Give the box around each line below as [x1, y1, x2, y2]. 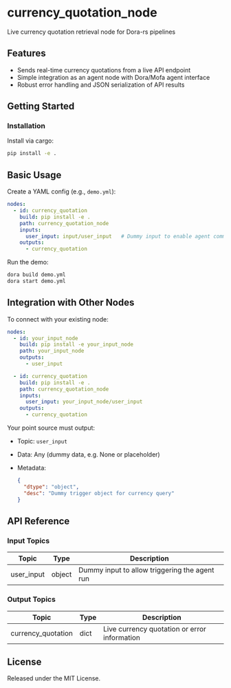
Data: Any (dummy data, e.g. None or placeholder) [16, 450, 160, 459]
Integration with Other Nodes [7, 297, 135, 309]
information [102, 632, 141, 642]
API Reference [7, 515, 70, 527]
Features [7, 48, 46, 59]
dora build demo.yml [7, 271, 67, 278]
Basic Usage [7, 169, 62, 180]
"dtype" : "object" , [23, 483, 80, 490]
